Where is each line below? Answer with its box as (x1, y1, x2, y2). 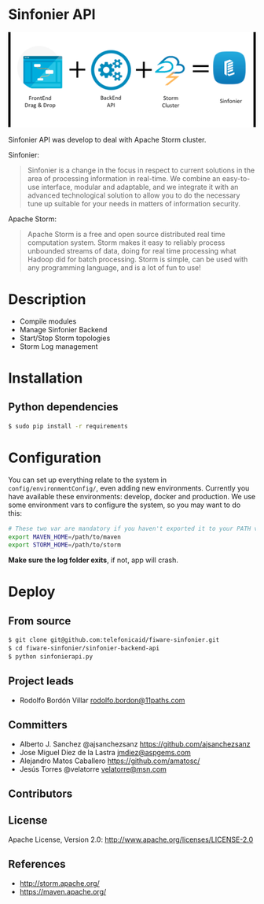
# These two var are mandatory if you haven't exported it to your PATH (8, 524, 251, 532)
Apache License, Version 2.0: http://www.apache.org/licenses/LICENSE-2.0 (8, 835, 254, 844)
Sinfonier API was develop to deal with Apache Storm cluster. (8, 135, 207, 144)
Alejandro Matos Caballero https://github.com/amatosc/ (19, 756, 200, 765)
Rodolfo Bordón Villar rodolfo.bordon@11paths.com (19, 695, 185, 705)
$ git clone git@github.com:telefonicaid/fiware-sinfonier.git (8, 636, 220, 644)
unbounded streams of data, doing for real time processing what (27, 246, 236, 255)
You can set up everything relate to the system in (8, 475, 167, 484)
